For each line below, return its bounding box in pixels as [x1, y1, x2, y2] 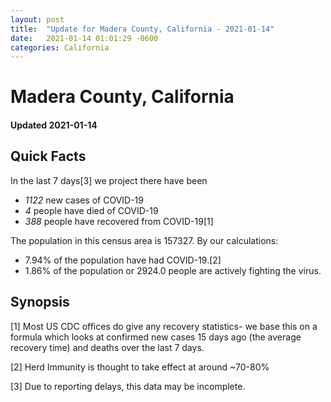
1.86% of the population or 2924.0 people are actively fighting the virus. [24, 264, 322, 276]
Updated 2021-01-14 [10, 119, 98, 131]
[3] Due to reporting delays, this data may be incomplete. [10, 380, 246, 392]
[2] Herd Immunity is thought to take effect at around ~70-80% [10, 361, 270, 373]
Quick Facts [10, 148, 87, 165]
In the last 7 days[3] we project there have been [10, 174, 208, 186]
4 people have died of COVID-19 [24, 204, 159, 216]
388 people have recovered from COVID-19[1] [24, 215, 214, 227]
